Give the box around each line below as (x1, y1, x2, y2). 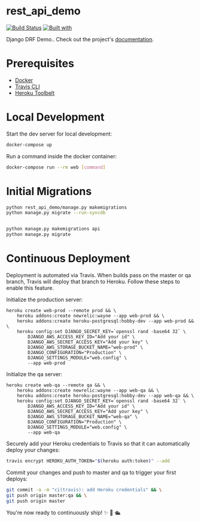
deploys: (6, 475, 28, 482)
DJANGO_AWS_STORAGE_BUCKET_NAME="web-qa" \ (28, 413, 138, 419)
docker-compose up (6, 142, 52, 148)
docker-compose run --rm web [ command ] (6, 164, 106, 170)
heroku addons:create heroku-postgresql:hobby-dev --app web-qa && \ (17, 392, 195, 398)
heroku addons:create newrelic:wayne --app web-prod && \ (17, 313, 165, 319)
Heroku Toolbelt (14, 89, 55, 97)
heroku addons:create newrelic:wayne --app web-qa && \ (17, 387, 160, 394)
